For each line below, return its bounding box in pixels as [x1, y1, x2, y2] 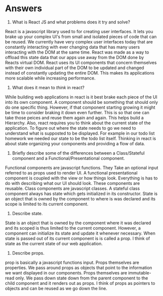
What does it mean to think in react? [12, 84, 85, 90]
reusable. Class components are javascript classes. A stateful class [5, 185, 140, 191]
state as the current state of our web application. [5, 240, 103, 246]
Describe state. [12, 210, 43, 216]
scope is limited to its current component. [5, 201, 89, 207]
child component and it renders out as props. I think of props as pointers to [5, 280, 156, 286]
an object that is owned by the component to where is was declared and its [5, 196, 156, 201]
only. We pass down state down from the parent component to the [15, 275, 148, 281]
